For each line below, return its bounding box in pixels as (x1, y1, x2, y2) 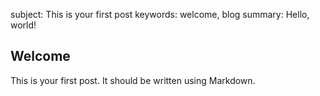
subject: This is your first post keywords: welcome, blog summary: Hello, (10, 9, 310, 20)
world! (10, 19, 37, 31)
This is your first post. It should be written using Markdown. (10, 74, 256, 86)
